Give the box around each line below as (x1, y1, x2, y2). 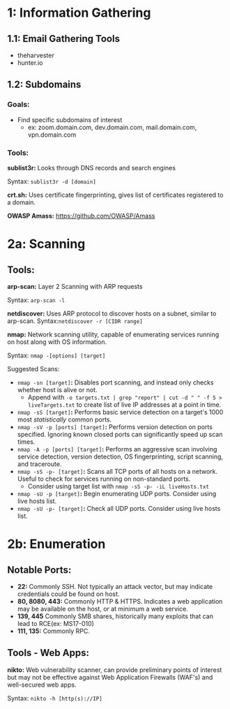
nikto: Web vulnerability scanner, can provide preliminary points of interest (7, 665, 222, 674)
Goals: (7, 100, 30, 110)
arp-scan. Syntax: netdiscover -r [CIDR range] (7, 316, 143, 325)
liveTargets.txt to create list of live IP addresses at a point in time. (27, 400, 222, 409)
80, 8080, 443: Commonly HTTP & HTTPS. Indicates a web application (17, 597, 223, 605)
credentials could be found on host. (17, 590, 120, 598)
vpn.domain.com (27, 130, 77, 139)
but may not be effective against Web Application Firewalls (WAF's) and (7, 673, 213, 681)
